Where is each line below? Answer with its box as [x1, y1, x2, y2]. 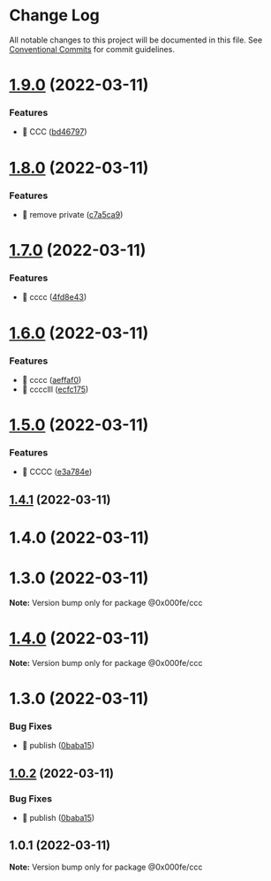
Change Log [9, 5, 100, 26]
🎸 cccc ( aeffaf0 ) [21, 374, 82, 385]
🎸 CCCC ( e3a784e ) [21, 466, 93, 478]
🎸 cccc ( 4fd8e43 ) [21, 292, 87, 303]
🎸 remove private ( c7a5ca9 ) [21, 209, 124, 219]
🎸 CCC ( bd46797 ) [21, 126, 87, 137]
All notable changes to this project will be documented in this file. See [9, 34, 263, 45]
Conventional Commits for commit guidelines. [9, 43, 175, 54]
